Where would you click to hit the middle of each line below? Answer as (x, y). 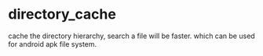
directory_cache (62, 14)
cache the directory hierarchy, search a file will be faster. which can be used (131, 36)
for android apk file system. (53, 44)
